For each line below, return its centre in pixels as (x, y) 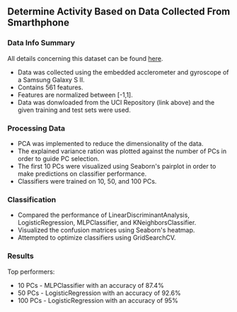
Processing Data (36, 128)
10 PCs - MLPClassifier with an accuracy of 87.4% (91, 285)
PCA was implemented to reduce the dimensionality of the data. (110, 143)
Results (21, 256)
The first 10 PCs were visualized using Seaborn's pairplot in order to (117, 166)
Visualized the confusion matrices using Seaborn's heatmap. (106, 230)
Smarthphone (38, 23)
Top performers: (31, 272)
